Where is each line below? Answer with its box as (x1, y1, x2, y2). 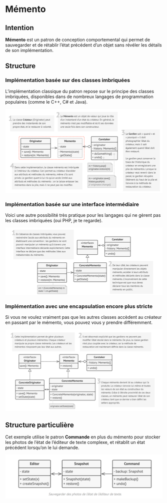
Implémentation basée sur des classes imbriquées (5, 77, 130, 84)
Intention (5, 24, 34, 32)
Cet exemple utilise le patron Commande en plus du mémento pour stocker (5, 434, 160, 440)
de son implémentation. (5, 48, 54, 53)
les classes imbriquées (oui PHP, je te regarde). (5, 218, 103, 224)
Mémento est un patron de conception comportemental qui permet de (5, 37, 150, 43)
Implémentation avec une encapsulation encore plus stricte (5, 303, 153, 310)
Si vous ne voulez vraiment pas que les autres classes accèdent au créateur (5, 314, 162, 320)
